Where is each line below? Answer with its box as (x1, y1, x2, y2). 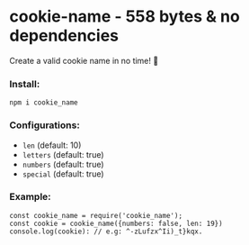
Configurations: (9, 119, 81, 132)
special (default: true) (22, 168, 105, 179)
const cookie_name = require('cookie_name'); (9, 211, 182, 220)
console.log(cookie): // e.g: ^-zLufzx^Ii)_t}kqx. (9, 227, 203, 236)
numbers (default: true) (22, 159, 105, 169)
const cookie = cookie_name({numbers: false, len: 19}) (9, 219, 223, 228)
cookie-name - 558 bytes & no (9, 6, 240, 27)
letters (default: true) (22, 149, 105, 159)
